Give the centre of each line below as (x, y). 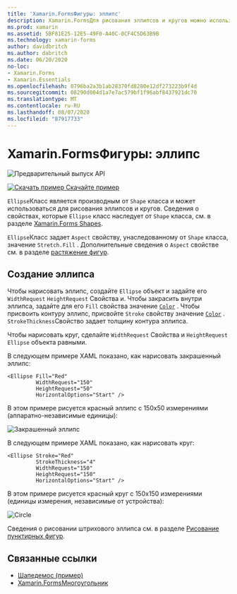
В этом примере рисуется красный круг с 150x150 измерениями (105, 494)
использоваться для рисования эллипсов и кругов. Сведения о (103, 208)
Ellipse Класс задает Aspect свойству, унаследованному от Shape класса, (118, 237)
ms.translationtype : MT (42, 100)
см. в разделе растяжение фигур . (58, 252)
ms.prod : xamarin (33, 27)
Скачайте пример (93, 187)
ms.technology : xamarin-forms (52, 40)
